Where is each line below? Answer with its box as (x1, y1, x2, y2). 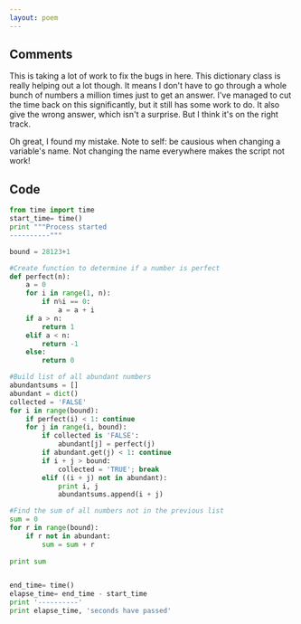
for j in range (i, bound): (25, 422, 127, 432)
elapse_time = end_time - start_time (9, 590, 147, 599)
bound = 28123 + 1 (9, 247, 71, 256)
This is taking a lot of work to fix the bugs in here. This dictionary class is (9, 71, 281, 81)
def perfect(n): (9, 272, 71, 281)
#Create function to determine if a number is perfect (9, 263, 221, 272)
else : (25, 347, 47, 357)
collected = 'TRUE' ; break (57, 465, 160, 474)
